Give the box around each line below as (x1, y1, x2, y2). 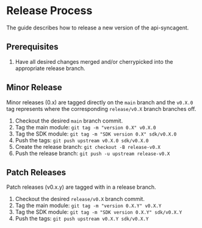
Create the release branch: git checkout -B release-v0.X (15, 143, 161, 150)
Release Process (6, 4, 93, 18)
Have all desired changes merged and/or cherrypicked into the (15, 58, 173, 65)
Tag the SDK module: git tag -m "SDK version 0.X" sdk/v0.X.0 (15, 130, 177, 137)
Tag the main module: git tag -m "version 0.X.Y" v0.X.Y (15, 202, 162, 209)
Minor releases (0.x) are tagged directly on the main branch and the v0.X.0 (6, 99, 193, 106)
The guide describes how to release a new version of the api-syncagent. (6, 24, 189, 31)
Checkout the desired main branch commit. (15, 117, 123, 124)
